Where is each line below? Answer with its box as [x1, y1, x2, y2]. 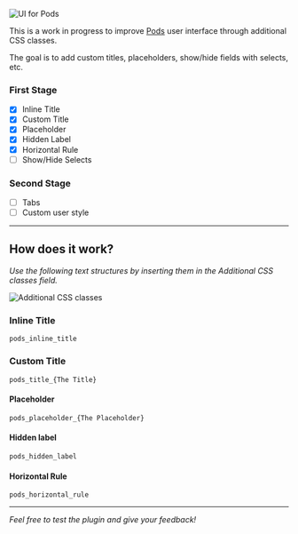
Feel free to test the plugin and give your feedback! [9, 514, 197, 525]
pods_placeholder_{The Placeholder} [9, 413, 145, 422]
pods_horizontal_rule [9, 490, 90, 499]
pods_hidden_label [9, 451, 77, 461]
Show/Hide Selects [21, 154, 92, 164]
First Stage [9, 84, 58, 96]
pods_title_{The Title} [9, 375, 98, 384]
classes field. [9, 275, 58, 285]
